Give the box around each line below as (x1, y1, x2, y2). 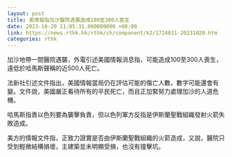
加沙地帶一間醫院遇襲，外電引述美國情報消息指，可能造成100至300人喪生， (7, 56, 222, 64)
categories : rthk (7, 36, 57, 43)
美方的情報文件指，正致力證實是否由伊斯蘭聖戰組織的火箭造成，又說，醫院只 (7, 134, 225, 142)
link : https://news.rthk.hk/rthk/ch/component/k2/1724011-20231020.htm (7, 29, 217, 36)
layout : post (7, 10, 45, 17)
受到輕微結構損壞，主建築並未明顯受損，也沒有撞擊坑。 (7, 143, 164, 151)
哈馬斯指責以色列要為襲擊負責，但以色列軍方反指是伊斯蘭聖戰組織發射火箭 (7, 111, 219, 119)
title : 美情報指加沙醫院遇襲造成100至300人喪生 (7, 17, 130, 23)
